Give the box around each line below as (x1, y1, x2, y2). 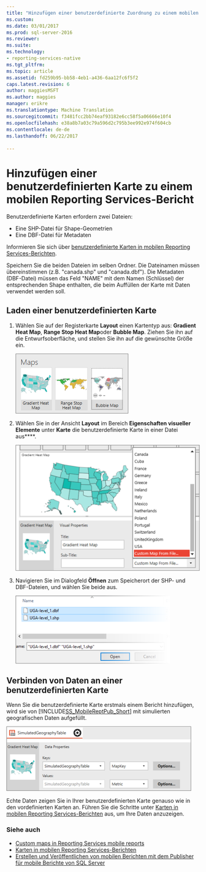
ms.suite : (6, 42, 32, 48)
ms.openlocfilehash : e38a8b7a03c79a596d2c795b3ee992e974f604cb (6, 120, 172, 126)
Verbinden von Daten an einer (6, 676, 123, 686)
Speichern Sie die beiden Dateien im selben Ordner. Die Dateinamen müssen (6, 261, 200, 269)
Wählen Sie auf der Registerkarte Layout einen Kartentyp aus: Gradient (15, 322, 196, 329)
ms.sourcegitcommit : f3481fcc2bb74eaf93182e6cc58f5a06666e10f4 (6, 114, 172, 120)
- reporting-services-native (6, 55, 81, 61)
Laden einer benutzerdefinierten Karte (6, 306, 157, 316)
